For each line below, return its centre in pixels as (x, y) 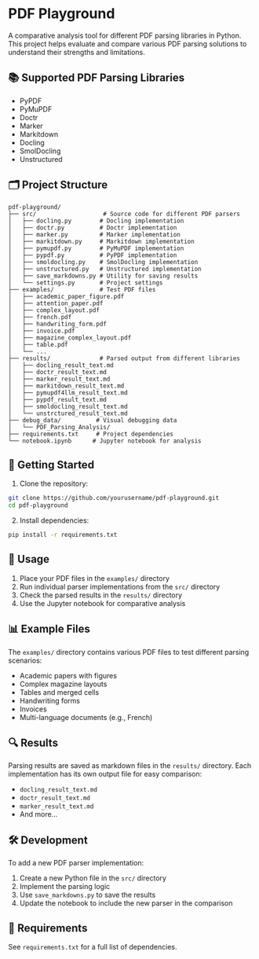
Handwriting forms (50, 700)
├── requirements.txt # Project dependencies (91, 434)
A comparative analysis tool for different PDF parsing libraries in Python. (125, 35)
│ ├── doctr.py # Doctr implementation (93, 228)
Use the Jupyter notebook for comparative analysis (102, 603)
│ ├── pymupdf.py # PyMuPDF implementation (96, 248)
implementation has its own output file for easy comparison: (105, 774)
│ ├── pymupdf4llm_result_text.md (68, 393)
